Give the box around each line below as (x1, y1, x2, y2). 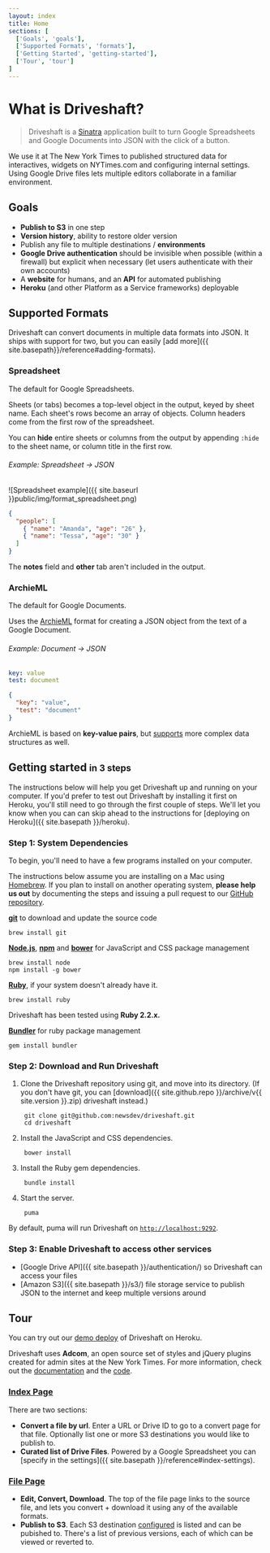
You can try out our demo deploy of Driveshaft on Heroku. (8, 1333, 203, 1342)
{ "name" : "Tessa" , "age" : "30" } (23, 532, 139, 541)
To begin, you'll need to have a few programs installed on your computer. (8, 855, 253, 865)
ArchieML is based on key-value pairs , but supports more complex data (8, 729, 250, 738)
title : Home (8, 20, 49, 28)
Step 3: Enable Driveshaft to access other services (8, 1243, 212, 1255)
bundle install (24, 1179, 75, 1187)
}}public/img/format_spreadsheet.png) (8, 494, 138, 503)
